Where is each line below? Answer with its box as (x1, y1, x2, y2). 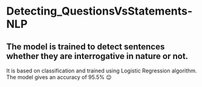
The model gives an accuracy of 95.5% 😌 (6, 74, 112, 80)
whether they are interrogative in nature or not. (6, 50, 189, 61)
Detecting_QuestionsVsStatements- (6, 4, 193, 18)
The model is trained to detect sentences (6, 41, 165, 52)
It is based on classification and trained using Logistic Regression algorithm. (6, 67, 197, 74)
